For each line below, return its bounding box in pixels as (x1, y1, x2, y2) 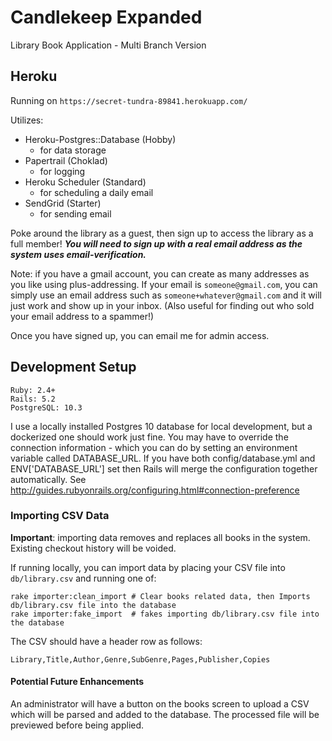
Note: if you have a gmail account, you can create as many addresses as (10, 267, 310, 280)
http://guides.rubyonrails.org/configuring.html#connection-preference (10, 484, 300, 496)
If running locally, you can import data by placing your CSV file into (10, 561, 286, 573)
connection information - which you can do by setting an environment (10, 441, 298, 453)
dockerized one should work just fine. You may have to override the (10, 431, 289, 443)
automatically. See (10, 473, 87, 485)
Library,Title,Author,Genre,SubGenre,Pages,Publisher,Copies (10, 654, 271, 665)
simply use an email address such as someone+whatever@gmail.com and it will (10, 289, 322, 301)
